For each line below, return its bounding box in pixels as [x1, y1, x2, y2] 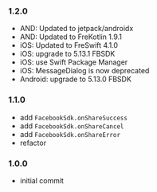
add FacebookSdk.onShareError [19, 129, 121, 139]
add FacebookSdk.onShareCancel [19, 121, 124, 131]
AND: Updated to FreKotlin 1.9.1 [19, 32, 122, 41]
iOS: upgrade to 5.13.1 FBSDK [19, 49, 116, 59]
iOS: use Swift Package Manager [19, 57, 128, 67]
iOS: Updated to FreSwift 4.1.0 [19, 41, 118, 50]
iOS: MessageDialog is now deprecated [19, 66, 150, 76]
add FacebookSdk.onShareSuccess [19, 112, 128, 122]
